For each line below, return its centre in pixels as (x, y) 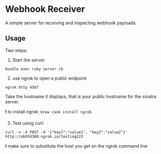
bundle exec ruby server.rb (34, 69)
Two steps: (16, 50)
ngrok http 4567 (22, 87)
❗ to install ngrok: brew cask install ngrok (48, 111)
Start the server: (29, 60)
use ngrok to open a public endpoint (49, 78)
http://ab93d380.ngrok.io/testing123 (44, 136)
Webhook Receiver (45, 9)
